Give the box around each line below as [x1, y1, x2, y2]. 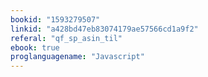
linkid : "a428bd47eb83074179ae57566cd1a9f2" [10, 24, 199, 34]
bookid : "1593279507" [10, 14, 101, 25]
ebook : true [10, 42, 60, 53]
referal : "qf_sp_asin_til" [10, 33, 123, 43]
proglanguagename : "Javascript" [10, 52, 145, 62]
